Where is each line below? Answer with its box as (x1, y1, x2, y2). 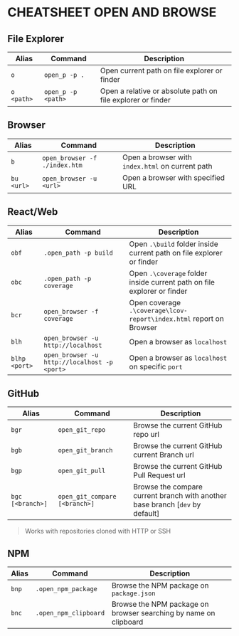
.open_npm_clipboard (35, 609, 105, 618)
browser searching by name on (111, 608, 216, 618)
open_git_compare (58, 492, 117, 501)
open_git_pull (58, 467, 106, 475)
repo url (132, 430, 160, 440)
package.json (111, 590, 156, 598)
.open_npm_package (35, 585, 98, 593)
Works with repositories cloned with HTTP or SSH (24, 527, 171, 536)
